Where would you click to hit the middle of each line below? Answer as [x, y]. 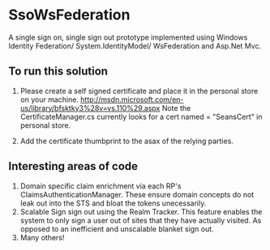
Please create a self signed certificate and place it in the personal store [139, 91]
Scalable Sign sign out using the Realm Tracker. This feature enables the [141, 211]
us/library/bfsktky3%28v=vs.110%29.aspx [90, 108]
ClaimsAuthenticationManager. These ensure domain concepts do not [137, 194]
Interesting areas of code [73, 166]
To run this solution [58, 72]
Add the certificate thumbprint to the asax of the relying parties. [126, 141]
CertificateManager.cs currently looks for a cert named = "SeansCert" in [141, 117]
